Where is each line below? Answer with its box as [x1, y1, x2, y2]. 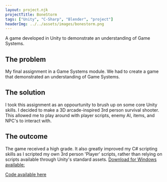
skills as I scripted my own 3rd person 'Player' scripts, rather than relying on [5, 151, 162, 157]
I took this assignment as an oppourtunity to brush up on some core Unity [5, 102, 157, 108]
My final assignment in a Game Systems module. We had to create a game [5, 68, 159, 74]
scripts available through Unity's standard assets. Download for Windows [5, 156, 157, 162]
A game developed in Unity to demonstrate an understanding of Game [5, 35, 150, 41]
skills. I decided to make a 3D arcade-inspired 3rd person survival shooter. [5, 107, 159, 113]
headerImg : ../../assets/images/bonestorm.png [5, 21, 104, 27]
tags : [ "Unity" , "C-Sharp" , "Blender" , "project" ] [5, 17, 113, 22]
